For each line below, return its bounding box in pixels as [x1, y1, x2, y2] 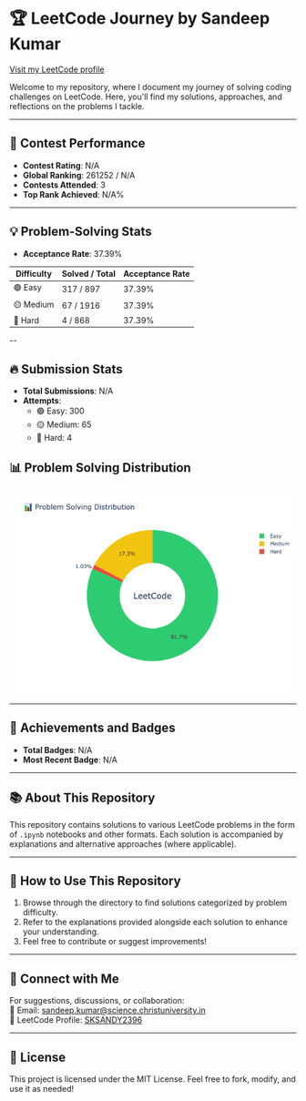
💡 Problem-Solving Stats [9, 224, 152, 240]
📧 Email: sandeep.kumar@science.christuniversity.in [9, 1004, 207, 1016]
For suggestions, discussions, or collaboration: [9, 995, 185, 1006]
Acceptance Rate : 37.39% [22, 248, 123, 259]
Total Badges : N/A [22, 744, 93, 755]
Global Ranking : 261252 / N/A [22, 169, 136, 180]
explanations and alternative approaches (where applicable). [9, 838, 237, 849]
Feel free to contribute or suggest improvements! [22, 936, 208, 947]
